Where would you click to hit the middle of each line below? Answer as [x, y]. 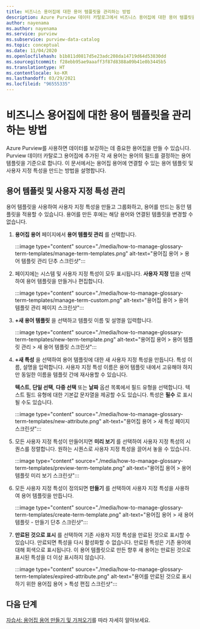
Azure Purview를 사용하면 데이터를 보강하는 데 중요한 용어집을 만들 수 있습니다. [99, 148]
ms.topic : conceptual [33, 45]
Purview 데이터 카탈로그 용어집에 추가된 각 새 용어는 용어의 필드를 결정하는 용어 [99, 155]
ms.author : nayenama [32, 28]
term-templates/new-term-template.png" [65, 339]
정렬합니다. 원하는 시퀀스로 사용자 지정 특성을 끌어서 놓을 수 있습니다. [111, 448]
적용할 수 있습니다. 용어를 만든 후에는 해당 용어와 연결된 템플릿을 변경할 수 [107, 214]
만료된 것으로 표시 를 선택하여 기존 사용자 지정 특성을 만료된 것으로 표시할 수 [102, 535]
